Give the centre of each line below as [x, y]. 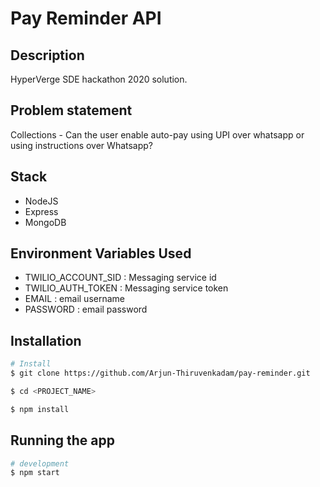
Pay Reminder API [86, 18]
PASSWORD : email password [86, 309]
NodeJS [41, 201]
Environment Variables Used [101, 253]
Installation [46, 340]
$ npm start [35, 473]
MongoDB [45, 222]
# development [40, 463]
